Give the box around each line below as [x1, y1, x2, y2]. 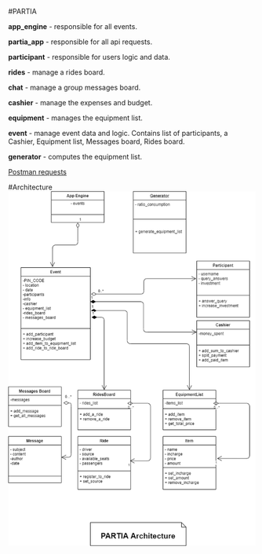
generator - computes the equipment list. [8, 152, 143, 161]
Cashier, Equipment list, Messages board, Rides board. [8, 137, 185, 146]
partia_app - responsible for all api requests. [8, 37, 153, 46]
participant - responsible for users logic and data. [8, 53, 171, 61]
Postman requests [8, 167, 67, 176]
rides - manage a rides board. [8, 68, 106, 77]
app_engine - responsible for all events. [8, 22, 137, 31]
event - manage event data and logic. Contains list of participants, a [8, 129, 228, 138]
